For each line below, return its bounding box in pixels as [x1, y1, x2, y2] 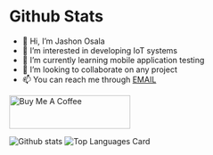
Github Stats [9, 6, 104, 27]
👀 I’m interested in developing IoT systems [21, 45, 178, 55]
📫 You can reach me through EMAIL [21, 74, 157, 85]
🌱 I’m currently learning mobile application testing [21, 54, 205, 65]
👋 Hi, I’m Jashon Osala [21, 36, 105, 46]
